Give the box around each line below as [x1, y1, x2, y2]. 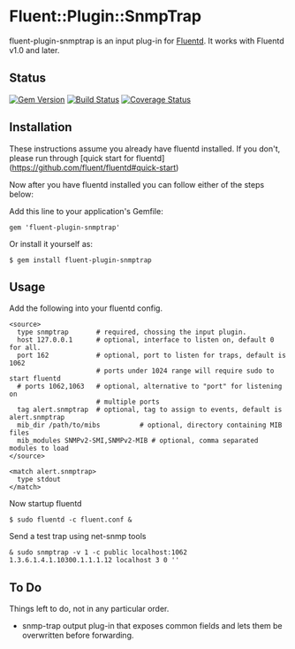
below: [9, 189, 34, 199]
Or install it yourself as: [9, 238, 93, 249]
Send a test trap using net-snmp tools [9, 531, 147, 542]
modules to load [9, 444, 69, 453]
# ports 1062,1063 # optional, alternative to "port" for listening [17, 382, 283, 391]
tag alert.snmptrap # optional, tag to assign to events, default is [17, 406, 283, 414]
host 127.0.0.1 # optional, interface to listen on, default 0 [17, 336, 275, 344]
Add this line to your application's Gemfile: [9, 205, 163, 216]
